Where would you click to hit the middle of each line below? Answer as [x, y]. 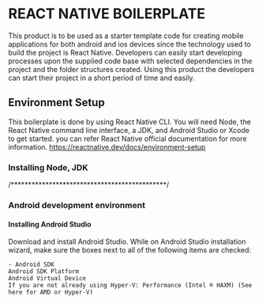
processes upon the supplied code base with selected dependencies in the [130, 61]
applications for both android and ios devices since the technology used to [129, 44]
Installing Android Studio [50, 224]
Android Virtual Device [47, 279]
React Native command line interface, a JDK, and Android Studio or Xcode [129, 130]
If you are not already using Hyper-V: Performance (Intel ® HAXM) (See [130, 286]
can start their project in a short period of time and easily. [101, 78]
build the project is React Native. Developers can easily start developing [125, 52]
